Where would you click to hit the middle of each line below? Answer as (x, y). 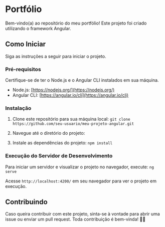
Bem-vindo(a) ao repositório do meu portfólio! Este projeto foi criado (76, 23)
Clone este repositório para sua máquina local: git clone (71, 119)
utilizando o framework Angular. (38, 28)
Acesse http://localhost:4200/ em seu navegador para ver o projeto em (81, 181)
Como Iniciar (26, 44)
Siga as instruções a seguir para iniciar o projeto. (56, 56)
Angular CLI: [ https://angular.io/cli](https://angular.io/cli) (70, 95)
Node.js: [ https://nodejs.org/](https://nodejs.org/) (63, 90)
